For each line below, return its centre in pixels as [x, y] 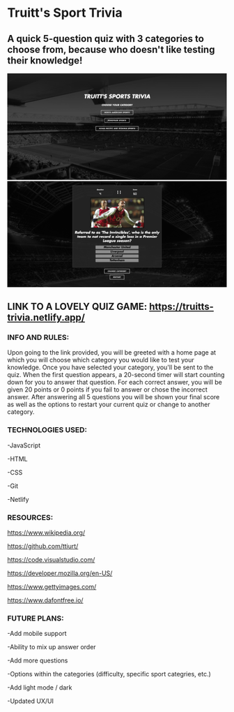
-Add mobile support [37, 634]
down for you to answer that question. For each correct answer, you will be [115, 383]
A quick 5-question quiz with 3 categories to [106, 39]
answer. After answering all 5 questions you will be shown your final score [114, 397]
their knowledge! [45, 60]
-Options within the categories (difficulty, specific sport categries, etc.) [109, 674]
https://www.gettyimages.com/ [52, 587]
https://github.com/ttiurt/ [43, 547]
